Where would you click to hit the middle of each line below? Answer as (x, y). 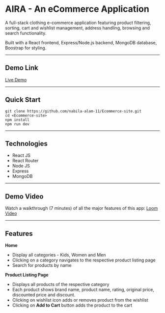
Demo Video (24, 196)
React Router (25, 161)
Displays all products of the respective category (61, 284)
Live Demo (16, 80)
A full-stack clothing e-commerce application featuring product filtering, (78, 23)
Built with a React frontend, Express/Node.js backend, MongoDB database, (81, 42)
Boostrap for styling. (26, 48)
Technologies (27, 143)
